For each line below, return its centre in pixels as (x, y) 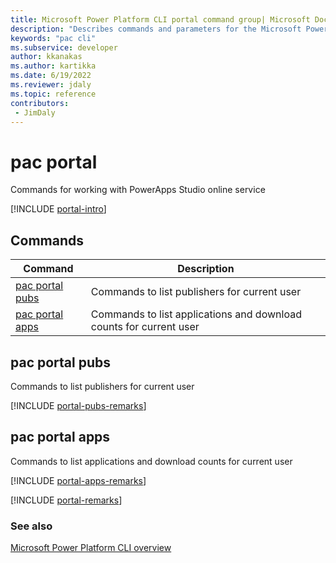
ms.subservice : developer (64, 47)
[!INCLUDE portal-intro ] (58, 209)
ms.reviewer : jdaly (51, 85)
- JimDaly (35, 112)
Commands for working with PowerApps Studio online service (138, 190)
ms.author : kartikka (53, 66)
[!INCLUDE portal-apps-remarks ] (78, 480)
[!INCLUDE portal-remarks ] (66, 500)
